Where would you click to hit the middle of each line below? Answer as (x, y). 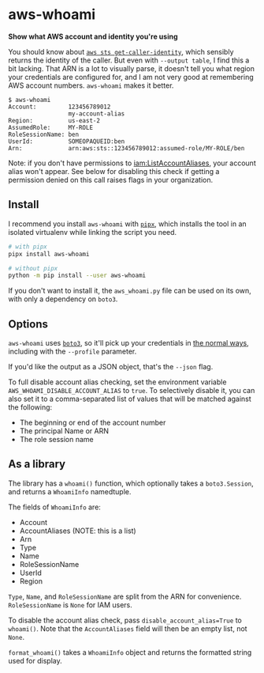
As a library (37, 464)
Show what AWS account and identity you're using (93, 36)
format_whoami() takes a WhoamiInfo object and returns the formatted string (130, 652)
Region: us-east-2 (54, 120)
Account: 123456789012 (59, 107)
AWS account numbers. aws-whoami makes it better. (91, 85)
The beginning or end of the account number (93, 423)
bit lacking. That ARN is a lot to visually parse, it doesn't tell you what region (131, 68)
